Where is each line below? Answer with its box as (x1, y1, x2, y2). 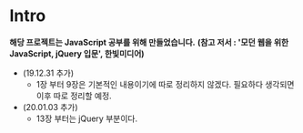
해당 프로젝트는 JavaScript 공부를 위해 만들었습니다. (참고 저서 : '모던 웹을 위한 (9, 36, 289, 47)
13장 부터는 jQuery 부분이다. (35, 113, 138, 124)
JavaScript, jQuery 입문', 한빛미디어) (9, 47, 145, 59)
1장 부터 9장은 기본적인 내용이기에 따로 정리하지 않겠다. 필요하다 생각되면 (35, 78, 295, 89)
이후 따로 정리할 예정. (35, 90, 112, 101)
